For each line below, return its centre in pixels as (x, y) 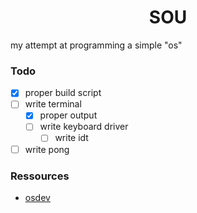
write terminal (53, 104)
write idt (71, 138)
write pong (47, 149)
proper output (68, 115)
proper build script (63, 93)
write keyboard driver (84, 127)
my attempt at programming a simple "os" (96, 45)
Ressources (40, 176)
